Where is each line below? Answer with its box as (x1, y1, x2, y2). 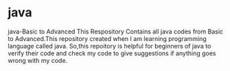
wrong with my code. (8, 56, 68, 64)
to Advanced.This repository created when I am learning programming (8, 34, 207, 42)
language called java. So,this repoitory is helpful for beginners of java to (8, 42, 211, 50)
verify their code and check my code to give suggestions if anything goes (8, 49, 216, 57)
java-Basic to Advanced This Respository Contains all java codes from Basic (8, 27, 224, 35)
